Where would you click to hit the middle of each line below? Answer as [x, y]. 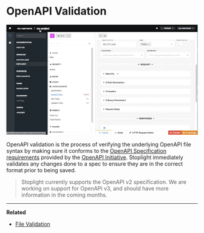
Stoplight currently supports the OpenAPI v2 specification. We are [104, 182]
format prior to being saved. [41, 170]
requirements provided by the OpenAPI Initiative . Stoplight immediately [95, 157]
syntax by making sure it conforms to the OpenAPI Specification [87, 150]
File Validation [32, 224]
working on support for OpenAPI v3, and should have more [95, 188]
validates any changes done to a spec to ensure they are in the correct [95, 164]
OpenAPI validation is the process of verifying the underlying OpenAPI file [99, 144]
